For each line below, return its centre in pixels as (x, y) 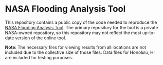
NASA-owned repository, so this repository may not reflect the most (73, 32)
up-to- (149, 32)
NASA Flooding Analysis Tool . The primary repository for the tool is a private (81, 27)
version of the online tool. (41, 38)
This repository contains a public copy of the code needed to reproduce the (81, 22)
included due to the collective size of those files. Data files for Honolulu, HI (80, 52)
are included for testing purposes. (39, 57)
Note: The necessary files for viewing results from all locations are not (76, 47)
